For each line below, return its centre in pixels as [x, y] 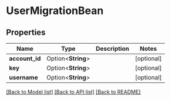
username [24, 77]
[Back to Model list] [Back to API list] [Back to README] [73, 92]
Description [113, 49]
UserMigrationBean [55, 11]
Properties [26, 32]
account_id [25, 58]
